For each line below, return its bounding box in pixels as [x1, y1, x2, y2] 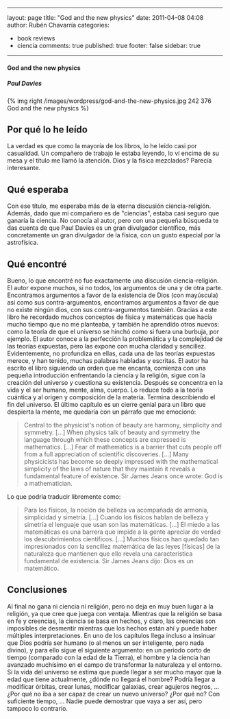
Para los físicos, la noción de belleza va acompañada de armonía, [23, 506, 209, 514]
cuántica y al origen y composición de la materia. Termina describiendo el [7, 393, 216, 401]
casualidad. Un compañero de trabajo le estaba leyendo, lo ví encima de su [7, 149, 220, 158]
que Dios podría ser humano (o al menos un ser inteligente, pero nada [7, 639, 204, 647]
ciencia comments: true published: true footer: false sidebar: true [16, 42, 201, 49]
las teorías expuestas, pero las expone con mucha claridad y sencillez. [7, 342, 207, 350]
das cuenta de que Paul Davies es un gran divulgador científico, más [7, 224, 201, 232]
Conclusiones [7, 584, 68, 596]
